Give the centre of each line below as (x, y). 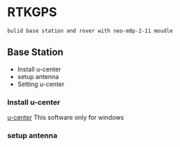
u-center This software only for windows (66, 118)
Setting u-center (41, 84)
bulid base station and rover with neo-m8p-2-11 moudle (90, 31)
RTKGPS (32, 12)
